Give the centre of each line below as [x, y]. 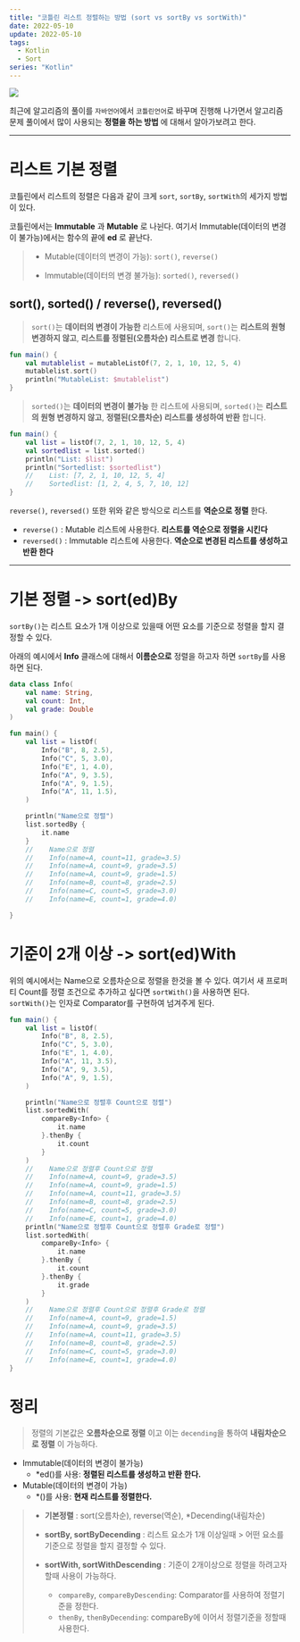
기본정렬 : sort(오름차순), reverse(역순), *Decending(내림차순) [155, 1516]
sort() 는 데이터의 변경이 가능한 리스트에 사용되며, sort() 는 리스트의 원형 [158, 326]
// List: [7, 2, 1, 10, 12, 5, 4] [96, 476]
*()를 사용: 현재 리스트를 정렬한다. [94, 1496]
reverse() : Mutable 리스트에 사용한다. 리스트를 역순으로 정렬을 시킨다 [145, 529]
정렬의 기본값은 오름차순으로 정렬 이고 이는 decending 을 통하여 [139, 1433]
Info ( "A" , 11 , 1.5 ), [79, 792]
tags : [19, 42]
